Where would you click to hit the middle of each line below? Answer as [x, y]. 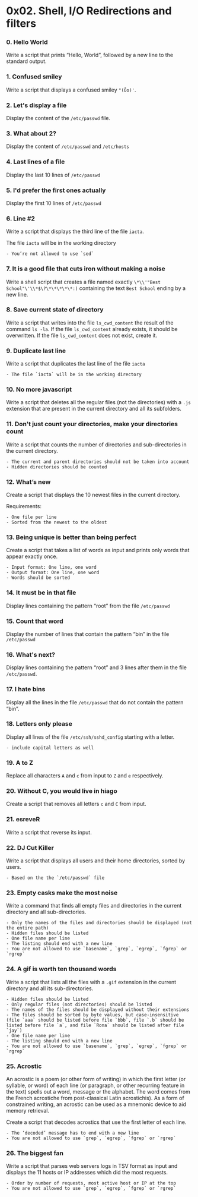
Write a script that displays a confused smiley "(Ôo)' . [71, 90]
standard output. [26, 61]
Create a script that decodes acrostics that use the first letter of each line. [96, 1122]
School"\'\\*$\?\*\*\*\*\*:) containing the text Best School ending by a [96, 288]
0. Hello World [27, 42]
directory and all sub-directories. [46, 912]
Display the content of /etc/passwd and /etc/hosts [68, 146]
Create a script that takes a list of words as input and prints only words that [98, 550]
